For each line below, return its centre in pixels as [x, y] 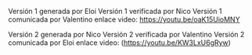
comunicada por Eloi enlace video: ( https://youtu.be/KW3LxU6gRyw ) [119, 43]
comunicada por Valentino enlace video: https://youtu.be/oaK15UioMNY [124, 19]
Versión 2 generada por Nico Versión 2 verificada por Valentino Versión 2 [126, 34]
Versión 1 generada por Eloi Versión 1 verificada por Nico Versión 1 [115, 11]
